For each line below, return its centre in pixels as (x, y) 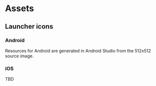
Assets (19, 9)
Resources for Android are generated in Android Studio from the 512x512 (78, 51)
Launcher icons (29, 26)
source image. (19, 56)
